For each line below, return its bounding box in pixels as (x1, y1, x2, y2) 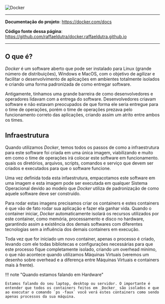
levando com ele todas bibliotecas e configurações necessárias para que (5, 241, 153, 247)
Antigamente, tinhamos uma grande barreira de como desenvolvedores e (5, 91, 153, 97)
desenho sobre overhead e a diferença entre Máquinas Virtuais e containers (5, 257, 160, 263)
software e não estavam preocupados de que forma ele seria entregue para (5, 101, 159, 107)
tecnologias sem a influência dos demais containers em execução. (5, 226, 140, 232)
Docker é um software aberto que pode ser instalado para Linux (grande (5, 66, 152, 71)
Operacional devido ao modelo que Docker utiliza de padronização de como (5, 185, 159, 191)
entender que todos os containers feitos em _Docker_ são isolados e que (5, 285, 160, 290)
